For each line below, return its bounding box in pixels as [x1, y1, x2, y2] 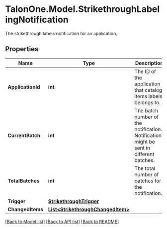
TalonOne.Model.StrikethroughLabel [5, 3, 160, 15]
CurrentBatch [7, 132, 41, 139]
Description [135, 60, 164, 67]
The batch [134, 107, 159, 114]
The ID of [134, 68, 157, 75]
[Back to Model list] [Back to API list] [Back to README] [5, 219, 119, 225]
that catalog [134, 86, 163, 93]
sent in [134, 144, 151, 151]
